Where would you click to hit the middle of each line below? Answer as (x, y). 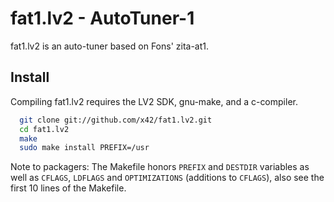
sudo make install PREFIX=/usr (84, 148)
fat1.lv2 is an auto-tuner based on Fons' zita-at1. (110, 46)
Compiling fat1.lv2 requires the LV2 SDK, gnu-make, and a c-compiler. (154, 101)
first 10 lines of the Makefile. (68, 188)
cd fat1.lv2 (44, 129)
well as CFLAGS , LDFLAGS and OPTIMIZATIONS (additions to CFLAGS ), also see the (167, 178)
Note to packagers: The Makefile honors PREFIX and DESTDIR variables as (160, 167)
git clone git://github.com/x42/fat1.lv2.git (116, 120)
